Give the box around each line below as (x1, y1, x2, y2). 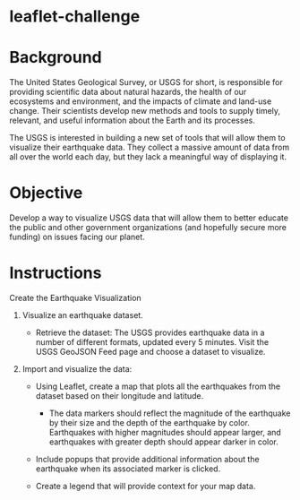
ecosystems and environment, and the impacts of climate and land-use (9, 96, 272, 107)
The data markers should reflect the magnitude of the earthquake (48, 408, 291, 418)
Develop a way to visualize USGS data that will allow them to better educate (9, 212, 289, 223)
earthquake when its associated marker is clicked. (35, 463, 221, 474)
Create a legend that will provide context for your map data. (35, 481, 256, 491)
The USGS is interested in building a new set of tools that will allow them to (9, 133, 286, 143)
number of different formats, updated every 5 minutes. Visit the (35, 337, 270, 347)
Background (9, 47, 102, 68)
